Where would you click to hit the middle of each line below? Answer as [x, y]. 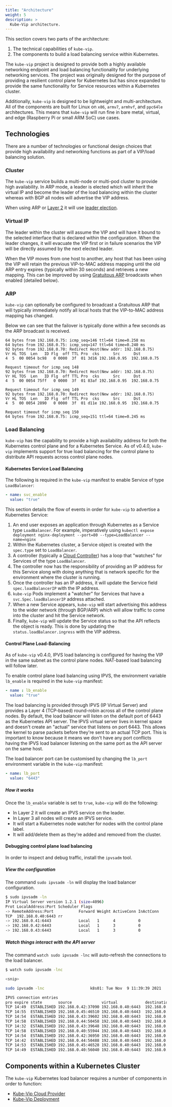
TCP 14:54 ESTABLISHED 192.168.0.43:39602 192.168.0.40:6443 [73, 1017]
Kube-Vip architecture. [35, 24]
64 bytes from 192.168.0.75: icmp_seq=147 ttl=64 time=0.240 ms [75, 345]
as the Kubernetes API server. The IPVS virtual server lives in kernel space [84, 722]
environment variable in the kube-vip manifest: [54, 764]
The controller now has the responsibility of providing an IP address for [88, 566]
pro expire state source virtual [61, 1002]
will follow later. [22, 666]
